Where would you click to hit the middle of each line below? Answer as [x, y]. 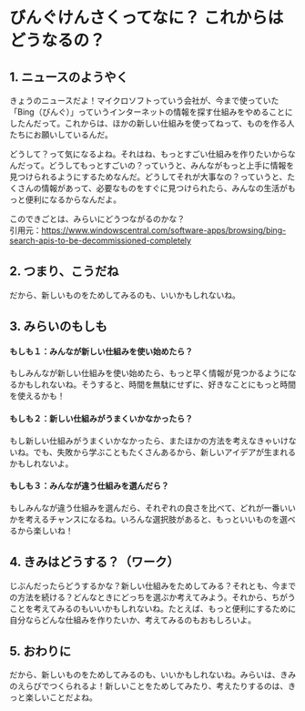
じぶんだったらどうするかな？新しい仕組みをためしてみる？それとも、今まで [153, 585]
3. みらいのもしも [58, 326]
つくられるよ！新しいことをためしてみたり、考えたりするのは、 [168, 686]
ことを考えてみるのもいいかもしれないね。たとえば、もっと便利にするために [153, 608]
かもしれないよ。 [41, 463]
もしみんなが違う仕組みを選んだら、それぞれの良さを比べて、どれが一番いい [152, 508]
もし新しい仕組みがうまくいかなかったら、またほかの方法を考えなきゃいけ [149, 441]
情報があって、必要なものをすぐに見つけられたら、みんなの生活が [164, 188]
